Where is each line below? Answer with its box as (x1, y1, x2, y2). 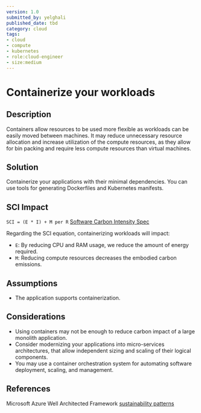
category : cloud (6, 25, 47, 32)
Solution (6, 162, 39, 172)
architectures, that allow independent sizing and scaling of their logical (14, 347, 191, 354)
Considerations (6, 312, 66, 322)
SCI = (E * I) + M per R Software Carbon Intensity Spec (6, 218, 150, 225)
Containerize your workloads (6, 85, 155, 99)
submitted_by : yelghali (6, 14, 66, 21)
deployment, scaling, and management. (14, 366, 113, 373)
